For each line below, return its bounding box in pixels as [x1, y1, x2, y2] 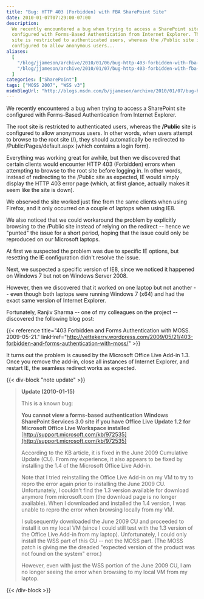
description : [6, 20, 39, 26]
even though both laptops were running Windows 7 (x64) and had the [10, 290, 185, 298]
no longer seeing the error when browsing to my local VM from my [21, 568, 188, 575]
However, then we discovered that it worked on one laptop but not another [6, 284, 192, 291]
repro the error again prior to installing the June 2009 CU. [21, 480, 166, 487]
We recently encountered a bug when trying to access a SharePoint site [6, 104, 186, 112]
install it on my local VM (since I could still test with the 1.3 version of [21, 524, 193, 532]
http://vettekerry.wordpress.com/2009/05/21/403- [66, 333, 194, 340]
